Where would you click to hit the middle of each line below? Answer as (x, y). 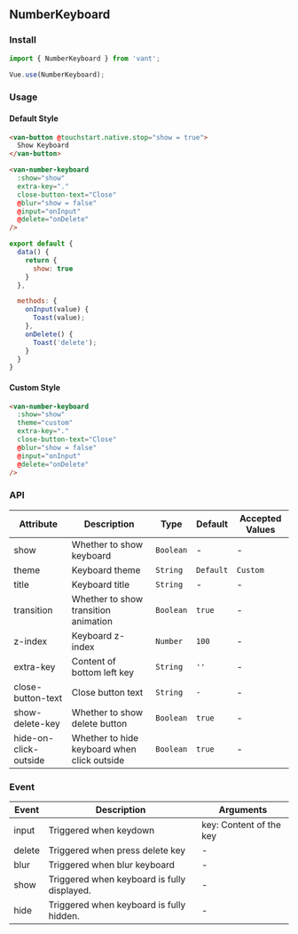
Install (23, 40)
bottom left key (103, 672)
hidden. (64, 915)
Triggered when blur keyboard (112, 865)
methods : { (37, 302)
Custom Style (35, 387)
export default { (41, 244)
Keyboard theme (106, 570)
